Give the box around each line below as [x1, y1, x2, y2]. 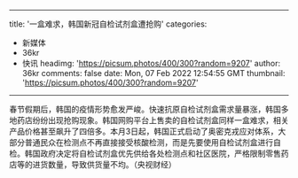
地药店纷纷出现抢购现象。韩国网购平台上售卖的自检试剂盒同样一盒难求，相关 [9, 115, 289, 125]
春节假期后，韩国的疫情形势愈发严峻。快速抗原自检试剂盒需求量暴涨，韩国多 [9, 104, 289, 114]
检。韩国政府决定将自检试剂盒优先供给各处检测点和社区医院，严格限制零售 [9, 148, 281, 159]
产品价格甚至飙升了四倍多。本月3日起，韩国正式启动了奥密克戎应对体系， [9, 126, 278, 136]
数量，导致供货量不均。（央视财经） [47, 159, 176, 169]
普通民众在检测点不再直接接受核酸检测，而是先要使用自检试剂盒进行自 [24, 137, 281, 147]
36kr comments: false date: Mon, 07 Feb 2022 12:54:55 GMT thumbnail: [21, 68, 286, 78]
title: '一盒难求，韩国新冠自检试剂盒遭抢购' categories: [9, 19, 208, 29]
